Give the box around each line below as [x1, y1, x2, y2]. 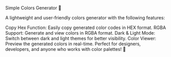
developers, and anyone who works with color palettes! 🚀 [5, 46, 126, 52]
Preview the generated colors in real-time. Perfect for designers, [5, 41, 141, 47]
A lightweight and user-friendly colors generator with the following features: [5, 15, 165, 20]
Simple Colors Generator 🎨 [5, 5, 62, 11]
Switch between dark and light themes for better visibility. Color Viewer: [5, 36, 157, 41]
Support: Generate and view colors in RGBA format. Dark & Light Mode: [5, 30, 156, 36]
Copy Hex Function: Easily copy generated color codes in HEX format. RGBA [5, 24, 166, 31]
